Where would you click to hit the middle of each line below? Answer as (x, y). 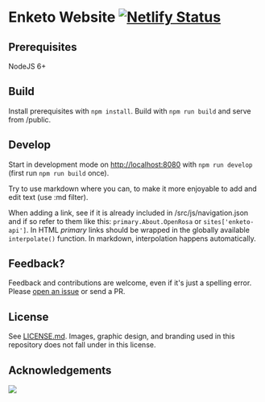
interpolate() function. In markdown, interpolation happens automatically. (132, 238)
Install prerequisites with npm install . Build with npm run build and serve (130, 111)
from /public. (30, 119)
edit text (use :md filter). (48, 197)
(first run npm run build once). (59, 172)
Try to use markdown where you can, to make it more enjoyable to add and (133, 189)
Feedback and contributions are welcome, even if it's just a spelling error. (130, 283)
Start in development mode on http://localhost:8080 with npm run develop (130, 164)
